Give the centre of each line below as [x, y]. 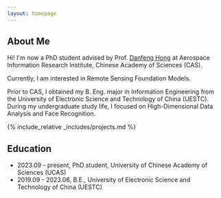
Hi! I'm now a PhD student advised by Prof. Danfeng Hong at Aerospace [109, 58]
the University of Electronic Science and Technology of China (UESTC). [108, 99]
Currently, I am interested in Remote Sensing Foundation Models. [99, 78]
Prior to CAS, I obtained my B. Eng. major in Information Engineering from [111, 92]
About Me [28, 42]
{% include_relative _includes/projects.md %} [71, 127]
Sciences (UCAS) [42, 173]
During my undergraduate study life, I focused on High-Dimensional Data [110, 107]
